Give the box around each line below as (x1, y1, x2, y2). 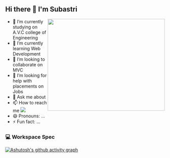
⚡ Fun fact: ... (12, 118, 40, 125)
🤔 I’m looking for (12, 72, 47, 78)
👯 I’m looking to (12, 56, 46, 62)
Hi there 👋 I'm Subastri (5, 5, 77, 14)
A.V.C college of (12, 29, 47, 35)
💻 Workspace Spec (5, 133, 55, 140)
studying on (12, 24, 38, 30)
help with (12, 77, 32, 84)
